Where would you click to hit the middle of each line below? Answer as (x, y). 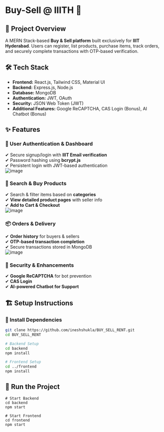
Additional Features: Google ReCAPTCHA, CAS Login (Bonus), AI (80, 108)
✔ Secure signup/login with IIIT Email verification (56, 155)
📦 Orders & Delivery (30, 223)
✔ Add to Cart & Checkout (33, 205)
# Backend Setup (22, 344)
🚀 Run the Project (32, 387)
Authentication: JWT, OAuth (42, 98)
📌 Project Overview (36, 29)
